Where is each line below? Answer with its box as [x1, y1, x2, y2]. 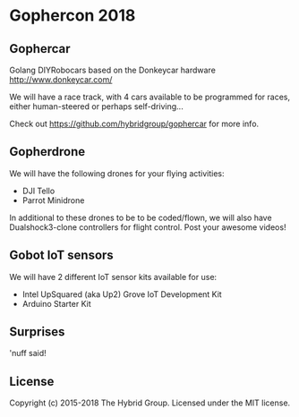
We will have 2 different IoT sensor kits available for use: [9, 271, 218, 282]
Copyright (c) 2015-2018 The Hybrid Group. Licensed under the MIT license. [9, 397, 291, 408]
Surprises [9, 324, 65, 340]
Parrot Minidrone [21, 194, 85, 206]
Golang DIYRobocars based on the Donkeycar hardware [9, 64, 217, 75]
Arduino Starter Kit [21, 298, 91, 309]
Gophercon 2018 [9, 5, 136, 26]
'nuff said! [9, 348, 47, 359]
